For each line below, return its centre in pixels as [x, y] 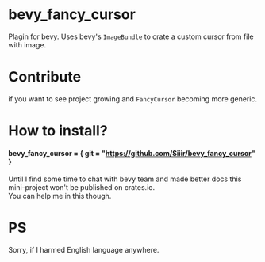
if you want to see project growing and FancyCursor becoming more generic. [133, 99]
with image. [27, 44]
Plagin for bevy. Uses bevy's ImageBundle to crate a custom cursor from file [131, 36]
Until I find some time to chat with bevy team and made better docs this [125, 179]
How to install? [58, 131]
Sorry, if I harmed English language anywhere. [84, 250]
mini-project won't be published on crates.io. [82, 188]
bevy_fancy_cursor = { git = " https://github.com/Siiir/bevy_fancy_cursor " [132, 153]
